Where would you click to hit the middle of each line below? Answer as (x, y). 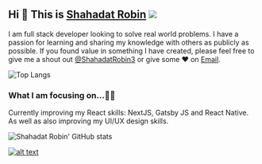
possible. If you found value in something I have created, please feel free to (131, 51)
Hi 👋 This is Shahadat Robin (77, 15)
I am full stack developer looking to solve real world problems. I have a (123, 33)
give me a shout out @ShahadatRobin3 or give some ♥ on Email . (114, 59)
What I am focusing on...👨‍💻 (62, 95)
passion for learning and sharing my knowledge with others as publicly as (129, 42)
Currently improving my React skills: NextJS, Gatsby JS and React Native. (128, 113)
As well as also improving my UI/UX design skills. (89, 121)
